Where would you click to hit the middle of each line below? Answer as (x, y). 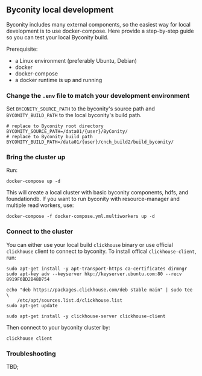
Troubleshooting (31, 354)
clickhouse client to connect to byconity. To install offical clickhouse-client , (101, 251)
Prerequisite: (22, 49)
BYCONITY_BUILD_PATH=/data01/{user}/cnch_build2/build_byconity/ (90, 142)
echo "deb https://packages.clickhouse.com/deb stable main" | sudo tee (99, 290)
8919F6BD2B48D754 (28, 279)
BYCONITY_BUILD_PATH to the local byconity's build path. (74, 115)
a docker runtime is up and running (58, 80)
